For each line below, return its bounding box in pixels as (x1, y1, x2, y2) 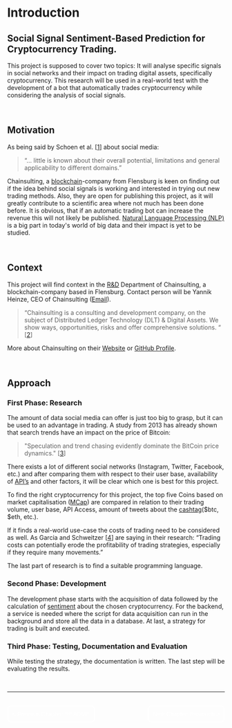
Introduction (7, 5, 80, 21)
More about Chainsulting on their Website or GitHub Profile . (7, 344, 177, 352)
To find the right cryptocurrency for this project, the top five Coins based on (7, 491, 223, 499)
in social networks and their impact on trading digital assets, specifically (7, 69, 213, 77)
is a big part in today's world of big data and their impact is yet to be (7, 221, 202, 229)
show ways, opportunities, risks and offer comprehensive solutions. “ (23, 323, 222, 331)
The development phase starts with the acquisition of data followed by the (7, 594, 219, 603)
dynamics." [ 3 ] (23, 449, 66, 457)
